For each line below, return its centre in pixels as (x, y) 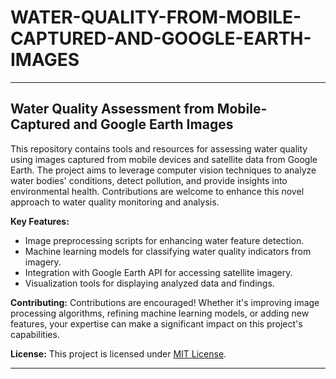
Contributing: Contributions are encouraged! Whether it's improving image (165, 302)
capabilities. (35, 334)
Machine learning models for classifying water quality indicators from (168, 251)
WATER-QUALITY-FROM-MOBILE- (156, 17)
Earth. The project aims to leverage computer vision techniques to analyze (163, 170)
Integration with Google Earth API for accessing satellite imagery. (158, 272)
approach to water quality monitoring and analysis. (115, 202)
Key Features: (40, 221)
